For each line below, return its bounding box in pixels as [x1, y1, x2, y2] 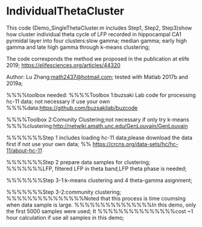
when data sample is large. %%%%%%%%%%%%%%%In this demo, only [6, 201, 197, 208]
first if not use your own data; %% [6, 140, 92, 147]
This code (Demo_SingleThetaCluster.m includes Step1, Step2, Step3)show [6, 24, 192, 31]
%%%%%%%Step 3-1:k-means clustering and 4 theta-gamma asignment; [6, 176, 193, 184]
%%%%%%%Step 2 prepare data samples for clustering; [6, 158, 151, 165]
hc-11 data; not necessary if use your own [6, 98, 110, 105]
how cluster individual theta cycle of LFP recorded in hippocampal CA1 [6, 30, 182, 37]
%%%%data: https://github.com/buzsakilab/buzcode [6, 104, 138, 111]
